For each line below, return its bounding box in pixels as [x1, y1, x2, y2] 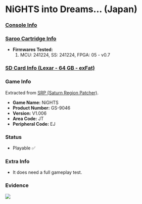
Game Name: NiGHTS [12, 99, 59, 106]
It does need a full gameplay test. [12, 169, 82, 175]
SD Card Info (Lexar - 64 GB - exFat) [5, 65, 95, 72]
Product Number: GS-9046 [12, 105, 71, 111]
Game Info [5, 78, 31, 85]
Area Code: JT [12, 115, 44, 122]
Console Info [5, 22, 37, 29]
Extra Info [5, 158, 30, 165]
